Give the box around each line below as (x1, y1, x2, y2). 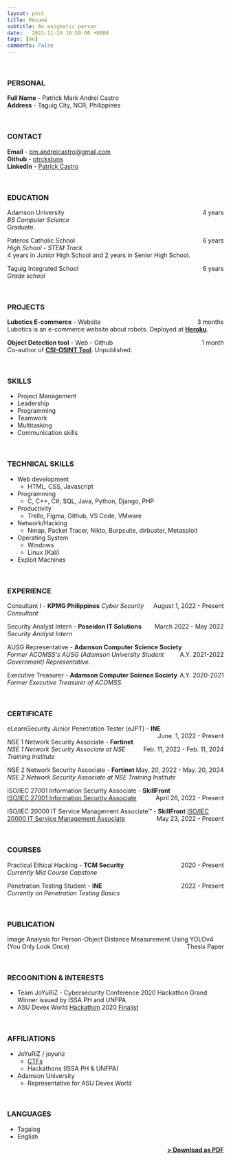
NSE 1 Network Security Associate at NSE (7, 745, 126, 753)
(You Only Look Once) (7, 942, 70, 950)
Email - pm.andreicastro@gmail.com (7, 147, 111, 156)
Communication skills (16, 429, 78, 437)
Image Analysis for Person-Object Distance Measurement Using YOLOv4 (7, 935, 214, 943)
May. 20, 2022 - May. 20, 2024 (135, 766, 224, 774)
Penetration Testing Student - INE (7, 882, 102, 890)
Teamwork (16, 414, 47, 423)
